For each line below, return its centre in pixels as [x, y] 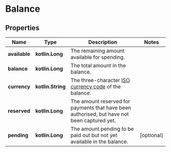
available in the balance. [99, 142]
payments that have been [101, 108]
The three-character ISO [100, 80]
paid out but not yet [94, 135]
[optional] [151, 135]
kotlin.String [51, 86]
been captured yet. [93, 121]
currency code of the [96, 86]
